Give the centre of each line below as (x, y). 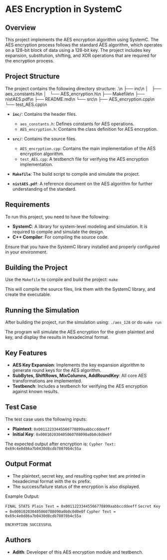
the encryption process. (30, 61)
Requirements (27, 205)
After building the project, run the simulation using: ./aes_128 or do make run (83, 322)
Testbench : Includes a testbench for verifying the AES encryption (80, 386)
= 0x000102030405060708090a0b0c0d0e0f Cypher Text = (61, 512)
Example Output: (22, 496)
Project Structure (32, 77)
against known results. (35, 392)
